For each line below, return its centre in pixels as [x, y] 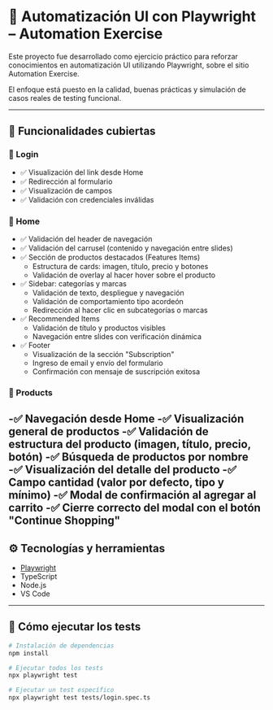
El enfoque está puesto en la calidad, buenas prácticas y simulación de [127, 89]
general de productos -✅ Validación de [108, 431]
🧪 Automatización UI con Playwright [132, 17]
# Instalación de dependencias [61, 646]
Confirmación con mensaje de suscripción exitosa [116, 371]
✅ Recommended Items [60, 318]
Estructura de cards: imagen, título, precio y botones [120, 266]
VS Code [35, 594]
